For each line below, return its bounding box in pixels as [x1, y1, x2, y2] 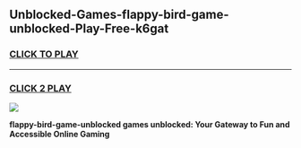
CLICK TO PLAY [9, 48, 79, 61]
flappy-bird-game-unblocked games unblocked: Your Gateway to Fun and [9, 118, 290, 129]
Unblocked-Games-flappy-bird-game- [9, 7, 230, 22]
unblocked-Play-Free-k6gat [9, 22, 169, 37]
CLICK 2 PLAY [9, 82, 72, 94]
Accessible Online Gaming [9, 128, 110, 139]
